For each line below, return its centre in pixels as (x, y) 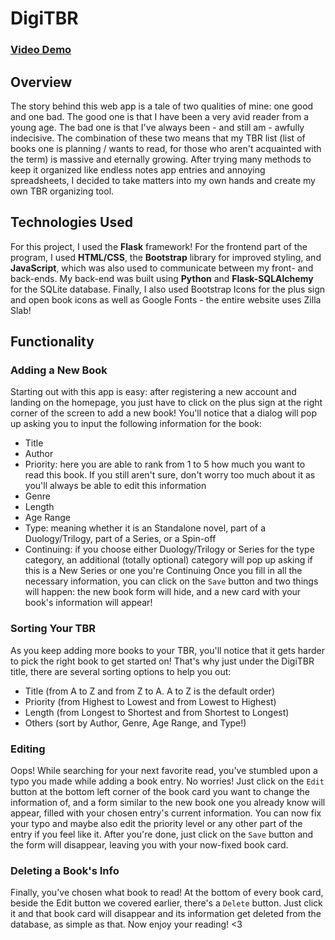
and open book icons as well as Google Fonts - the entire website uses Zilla (166, 299)
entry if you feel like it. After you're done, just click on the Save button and (162, 834)
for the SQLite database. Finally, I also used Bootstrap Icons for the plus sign (168, 289)
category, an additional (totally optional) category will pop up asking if (168, 560)
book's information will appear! (88, 603)
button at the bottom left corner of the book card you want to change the (160, 792)
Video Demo (41, 50)
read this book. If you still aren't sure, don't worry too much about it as (170, 475)
